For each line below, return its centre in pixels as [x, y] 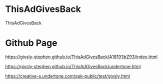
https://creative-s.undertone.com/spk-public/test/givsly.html [67, 76]
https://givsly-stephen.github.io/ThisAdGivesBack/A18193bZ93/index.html [81, 57]
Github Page [31, 43]
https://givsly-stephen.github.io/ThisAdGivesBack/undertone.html [73, 66]
